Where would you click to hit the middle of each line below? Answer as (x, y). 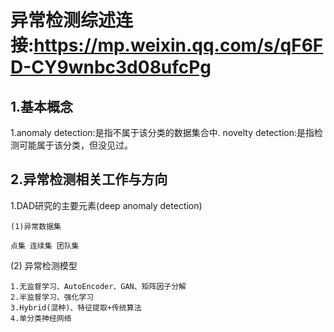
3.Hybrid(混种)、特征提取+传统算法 (76, 307)
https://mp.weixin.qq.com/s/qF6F (178, 45)
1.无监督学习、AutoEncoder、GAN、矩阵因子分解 (98, 286)
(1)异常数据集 (36, 226)
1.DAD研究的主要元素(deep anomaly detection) (106, 205)
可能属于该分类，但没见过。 (75, 145)
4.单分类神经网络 (41, 318)
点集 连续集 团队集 (45, 246)
